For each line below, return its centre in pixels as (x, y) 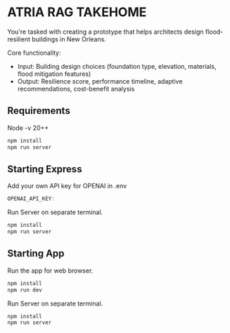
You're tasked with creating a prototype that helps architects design (106, 32)
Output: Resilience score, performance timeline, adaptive (100, 81)
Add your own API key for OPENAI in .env (67, 186)
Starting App (36, 254)
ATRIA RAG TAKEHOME (77, 12)
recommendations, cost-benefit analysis (76, 89)
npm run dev (25, 290)
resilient (19, 39)
